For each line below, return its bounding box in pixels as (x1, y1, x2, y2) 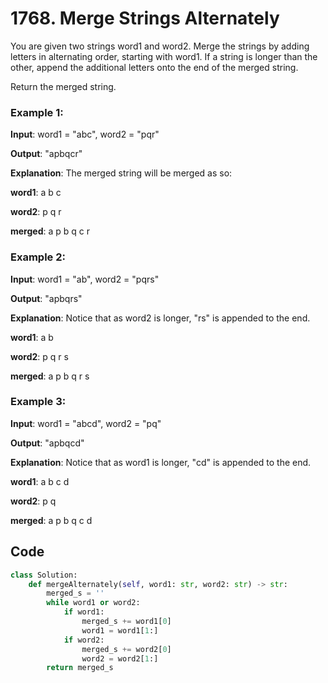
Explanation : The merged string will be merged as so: (10, 167, 233, 179)
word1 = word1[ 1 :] (81, 625, 159, 636)
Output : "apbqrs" (10, 292, 83, 304)
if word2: (63, 635, 105, 645)
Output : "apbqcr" (10, 148, 83, 160)
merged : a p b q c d (10, 514, 93, 526)
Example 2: (10, 250, 66, 264)
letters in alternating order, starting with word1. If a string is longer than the (10, 50, 318, 62)
